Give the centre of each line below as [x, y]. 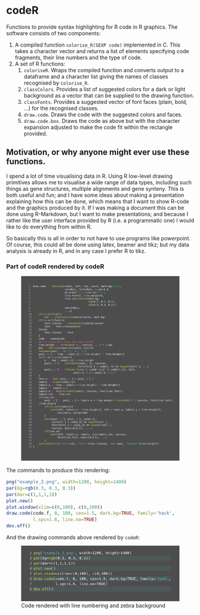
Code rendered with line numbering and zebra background [93, 605]
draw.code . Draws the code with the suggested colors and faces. [103, 115]
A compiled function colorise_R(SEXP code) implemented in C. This [98, 45]
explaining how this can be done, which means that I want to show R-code [98, 201]
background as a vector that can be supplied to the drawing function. [109, 95]
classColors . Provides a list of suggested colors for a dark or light [104, 89]
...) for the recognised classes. [61, 108]
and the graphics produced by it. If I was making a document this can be [95, 208]
